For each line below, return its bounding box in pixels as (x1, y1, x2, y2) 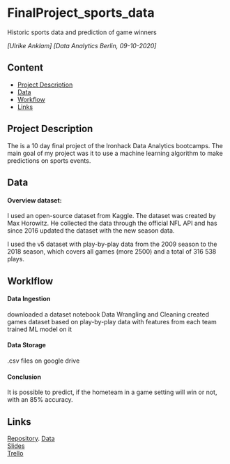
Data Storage (7, 341, 47, 349)
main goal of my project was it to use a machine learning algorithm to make (7, 149, 223, 157)
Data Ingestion (7, 295, 51, 303)
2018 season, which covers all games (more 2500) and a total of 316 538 (7, 247, 217, 256)
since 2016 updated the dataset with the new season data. (7, 226, 175, 235)
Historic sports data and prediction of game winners (7, 28, 157, 36)
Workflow (17, 95, 45, 103)
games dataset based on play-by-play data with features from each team (7, 317, 217, 326)
